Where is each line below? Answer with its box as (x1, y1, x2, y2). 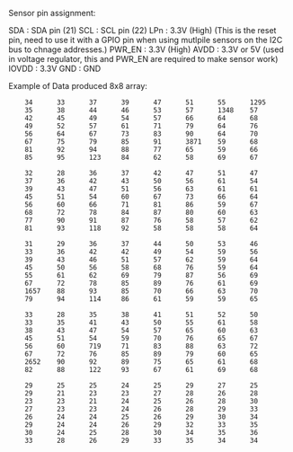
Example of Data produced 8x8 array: (8, 81, 147, 91)
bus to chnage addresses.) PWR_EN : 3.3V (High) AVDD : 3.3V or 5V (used (8, 44, 284, 55)
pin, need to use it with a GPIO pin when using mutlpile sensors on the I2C (8, 35, 283, 45)
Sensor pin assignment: (8, 8, 96, 18)
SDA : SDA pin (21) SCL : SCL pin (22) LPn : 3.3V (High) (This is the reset (8, 25, 277, 35)
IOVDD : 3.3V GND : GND (8, 63, 102, 74)
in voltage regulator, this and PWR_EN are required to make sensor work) (8, 54, 279, 64)
